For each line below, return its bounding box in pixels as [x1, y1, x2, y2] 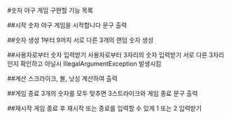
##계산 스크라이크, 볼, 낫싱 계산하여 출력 [7, 74, 118, 83]
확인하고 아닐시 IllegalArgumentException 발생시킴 [20, 59, 162, 68]
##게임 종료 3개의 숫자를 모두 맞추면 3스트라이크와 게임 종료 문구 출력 [7, 90, 198, 97]
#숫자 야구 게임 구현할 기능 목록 [7, 6, 93, 14]
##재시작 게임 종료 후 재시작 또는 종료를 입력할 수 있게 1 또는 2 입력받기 [7, 104, 202, 112]
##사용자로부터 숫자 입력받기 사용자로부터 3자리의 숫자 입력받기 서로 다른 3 [7, 51, 213, 59]
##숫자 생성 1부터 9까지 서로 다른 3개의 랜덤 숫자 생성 [7, 36, 154, 44]
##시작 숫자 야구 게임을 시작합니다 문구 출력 [7, 21, 127, 29]
